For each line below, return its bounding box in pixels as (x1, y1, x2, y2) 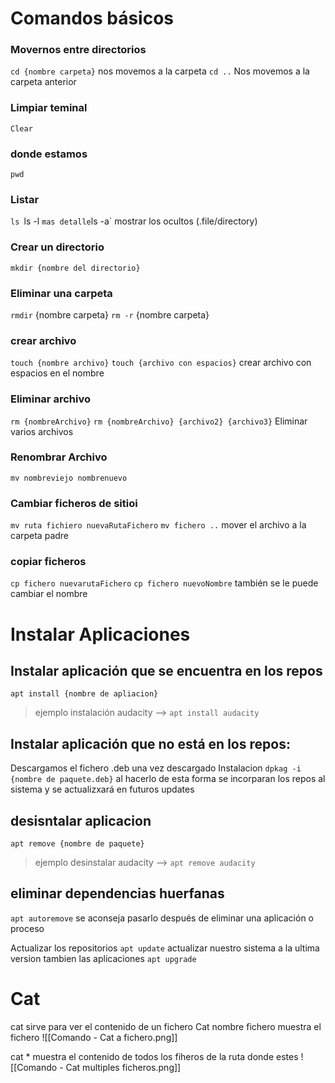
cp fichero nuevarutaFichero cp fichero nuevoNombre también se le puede (10, 577, 319, 589)
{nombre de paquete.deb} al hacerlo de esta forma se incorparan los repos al (10, 773, 326, 785)
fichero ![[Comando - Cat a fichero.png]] (10, 1031, 178, 1043)
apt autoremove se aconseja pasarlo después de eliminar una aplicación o (10, 912, 314, 924)
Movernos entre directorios (10, 43, 147, 57)
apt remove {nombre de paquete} (10, 839, 145, 849)
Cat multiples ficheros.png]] (65, 1061, 182, 1073)
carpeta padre (10, 530, 70, 542)
